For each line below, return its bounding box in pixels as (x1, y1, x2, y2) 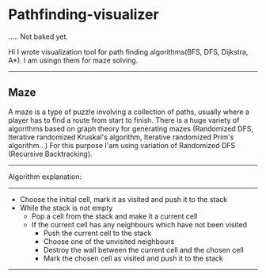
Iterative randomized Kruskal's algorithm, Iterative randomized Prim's (8, 132, 234, 142)
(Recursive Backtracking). (8, 149, 93, 158)
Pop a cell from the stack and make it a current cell (31, 211, 198, 221)
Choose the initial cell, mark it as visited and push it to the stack (19, 194, 228, 204)
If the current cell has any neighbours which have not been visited (31, 219, 248, 229)
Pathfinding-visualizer (8, 6, 160, 24)
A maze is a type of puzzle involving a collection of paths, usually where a (8, 107, 249, 116)
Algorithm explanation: (8, 172, 82, 181)
